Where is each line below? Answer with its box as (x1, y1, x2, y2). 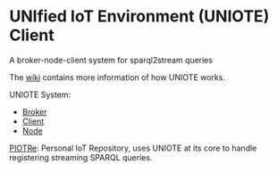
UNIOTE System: (9, 89, 71, 100)
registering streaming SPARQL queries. (9, 152, 153, 162)
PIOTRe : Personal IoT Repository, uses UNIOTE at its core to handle (9, 143, 257, 153)
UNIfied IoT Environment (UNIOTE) (9, 6, 270, 27)
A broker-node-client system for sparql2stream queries (9, 54, 213, 65)
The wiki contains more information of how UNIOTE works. (9, 71, 226, 82)
